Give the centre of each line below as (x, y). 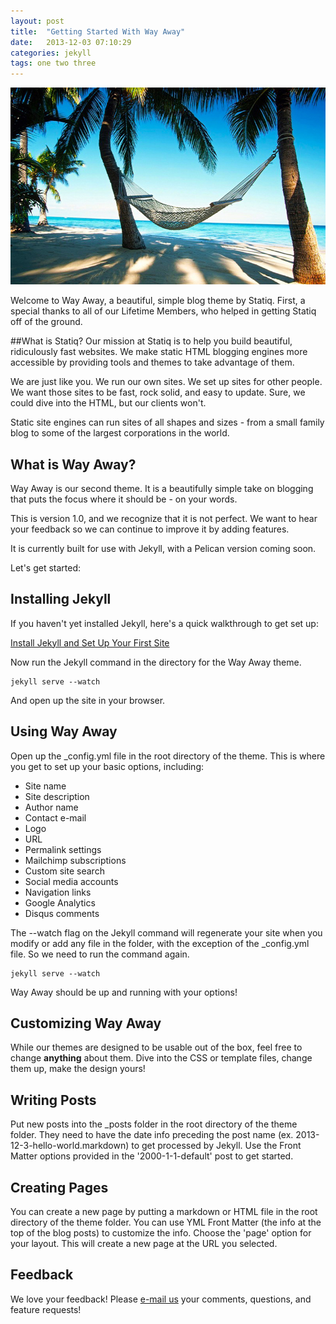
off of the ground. (46, 322)
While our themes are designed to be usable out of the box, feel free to (156, 1047)
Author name (51, 807)
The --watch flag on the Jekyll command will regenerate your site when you (166, 932)
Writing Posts (53, 1100)
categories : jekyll (51, 53)
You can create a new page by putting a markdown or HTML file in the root (164, 1211)
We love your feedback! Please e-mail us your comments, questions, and (161, 1299)
